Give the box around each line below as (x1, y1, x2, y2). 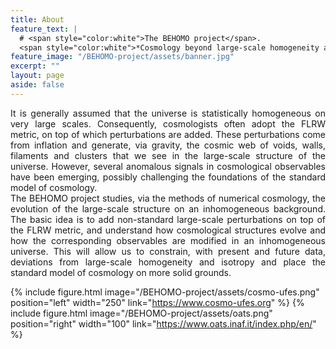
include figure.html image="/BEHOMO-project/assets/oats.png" (10, 307, 273, 319)
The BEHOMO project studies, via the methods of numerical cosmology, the (10, 192, 326, 204)
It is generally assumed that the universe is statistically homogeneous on (10, 107, 326, 119)
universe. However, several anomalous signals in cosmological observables (10, 160, 326, 172)
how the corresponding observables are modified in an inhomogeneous (10, 234, 326, 246)
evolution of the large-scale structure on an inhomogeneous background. (10, 202, 326, 215)
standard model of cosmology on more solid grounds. (10, 266, 232, 278)
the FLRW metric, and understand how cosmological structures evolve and (10, 224, 326, 236)
